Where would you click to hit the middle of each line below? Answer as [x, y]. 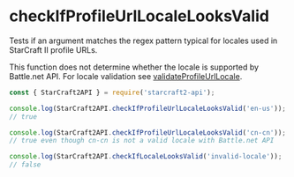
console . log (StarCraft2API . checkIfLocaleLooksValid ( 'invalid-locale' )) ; [146, 157]
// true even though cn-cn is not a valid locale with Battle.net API [142, 141]
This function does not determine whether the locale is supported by [134, 67]
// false [25, 165]
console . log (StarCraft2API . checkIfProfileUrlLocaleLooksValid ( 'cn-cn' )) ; [148, 133]
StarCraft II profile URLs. [53, 49]
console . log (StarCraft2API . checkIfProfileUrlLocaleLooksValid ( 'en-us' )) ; [148, 108]
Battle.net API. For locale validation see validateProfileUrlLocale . [126, 76]
